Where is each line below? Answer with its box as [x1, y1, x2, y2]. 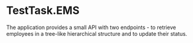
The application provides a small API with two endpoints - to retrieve [6, 24, 176, 31]
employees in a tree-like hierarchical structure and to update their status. [6, 30, 188, 37]
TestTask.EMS [6, 4, 80, 18]
